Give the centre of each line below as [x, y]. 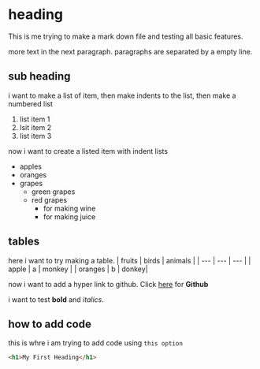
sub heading [39, 76]
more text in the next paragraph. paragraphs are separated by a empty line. [130, 51]
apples [30, 166]
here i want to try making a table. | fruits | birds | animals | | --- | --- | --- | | [130, 260]
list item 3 [35, 136]
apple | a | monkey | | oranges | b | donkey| [78, 269]
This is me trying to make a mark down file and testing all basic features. [126, 36]
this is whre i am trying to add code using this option [96, 343]
